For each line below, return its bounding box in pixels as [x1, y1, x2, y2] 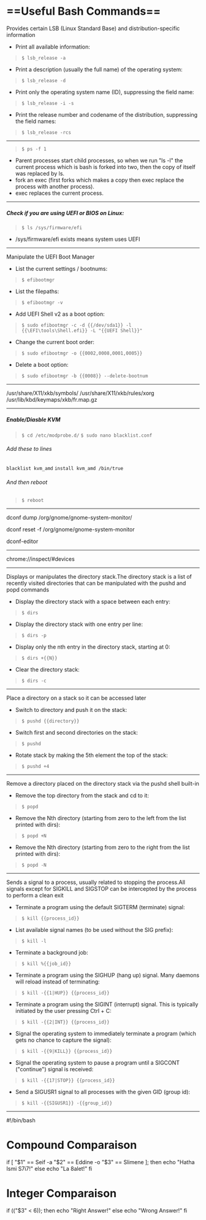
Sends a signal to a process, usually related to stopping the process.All [6, 878, 186, 886]
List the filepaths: [15, 287, 59, 295]
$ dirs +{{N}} [21, 655, 58, 662]
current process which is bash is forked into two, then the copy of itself [15, 163, 196, 170]
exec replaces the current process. [15, 189, 104, 197]
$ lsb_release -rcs [21, 129, 72, 136]
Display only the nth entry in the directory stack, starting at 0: [15, 643, 170, 651]
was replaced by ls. [15, 170, 65, 177]
